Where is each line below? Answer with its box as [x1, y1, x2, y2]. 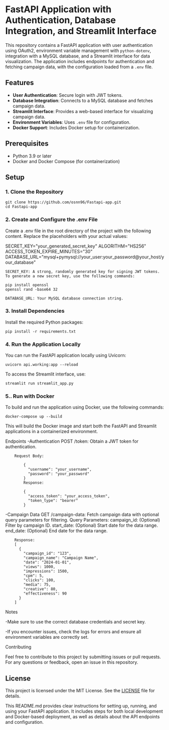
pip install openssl [5, 282, 49, 287]
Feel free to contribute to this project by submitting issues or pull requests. [5, 654, 161, 660]
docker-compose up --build [5, 414, 62, 419]
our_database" [5, 259, 36, 265]
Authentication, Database [5, 14, 116, 26]
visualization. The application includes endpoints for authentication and [5, 58, 155, 64]
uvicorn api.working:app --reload [5, 362, 79, 367]
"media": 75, [23, 582, 51, 587]
